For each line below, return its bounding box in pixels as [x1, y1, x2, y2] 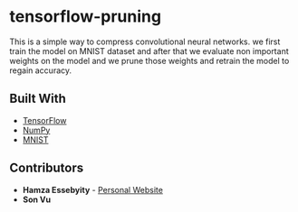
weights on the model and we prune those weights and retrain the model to [9, 55, 290, 66]
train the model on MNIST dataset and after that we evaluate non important [9, 45, 289, 56]
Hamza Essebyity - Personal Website [22, 184, 163, 195]
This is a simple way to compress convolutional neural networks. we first [9, 36, 281, 47]
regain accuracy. [9, 65, 72, 76]
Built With [9, 91, 66, 106]
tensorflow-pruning [9, 6, 161, 27]
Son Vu [22, 194, 52, 205]
